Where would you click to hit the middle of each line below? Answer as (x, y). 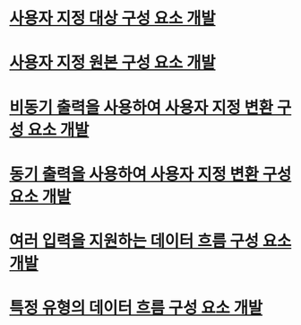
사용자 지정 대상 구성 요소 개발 (113, 18)
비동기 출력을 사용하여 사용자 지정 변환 (142, 107)
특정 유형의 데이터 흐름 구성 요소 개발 (136, 308)
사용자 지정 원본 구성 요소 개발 (113, 63)
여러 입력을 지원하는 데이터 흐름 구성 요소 (150, 241)
